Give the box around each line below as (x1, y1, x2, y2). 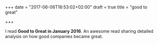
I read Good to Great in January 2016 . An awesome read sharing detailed (5, 28, 154, 34)
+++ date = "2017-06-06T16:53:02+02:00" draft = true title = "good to (5, 4, 148, 10)
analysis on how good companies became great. (5, 34, 103, 39)
